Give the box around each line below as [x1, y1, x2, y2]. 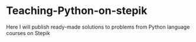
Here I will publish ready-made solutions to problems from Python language [6, 23, 190, 30]
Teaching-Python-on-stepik [6, 4, 148, 17]
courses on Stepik [6, 29, 50, 36]
